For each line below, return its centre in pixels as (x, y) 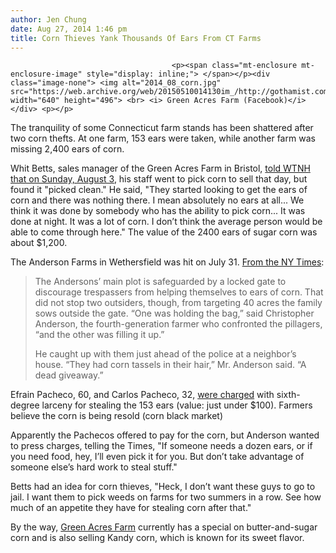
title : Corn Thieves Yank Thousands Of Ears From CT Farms (136, 38)
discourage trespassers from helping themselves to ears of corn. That (179, 292)
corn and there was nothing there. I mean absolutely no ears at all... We (157, 200)
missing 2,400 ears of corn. (67, 149)
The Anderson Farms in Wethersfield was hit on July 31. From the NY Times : (167, 262)
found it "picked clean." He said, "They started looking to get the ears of (159, 190)
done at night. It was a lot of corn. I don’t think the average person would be (166, 222)
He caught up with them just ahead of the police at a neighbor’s (165, 354)
